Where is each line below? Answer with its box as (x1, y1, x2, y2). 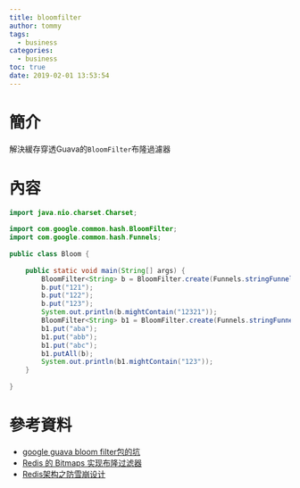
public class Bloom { (9, 250, 90, 259)
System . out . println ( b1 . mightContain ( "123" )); (41, 358, 214, 367)
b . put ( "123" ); (41, 300, 94, 309)
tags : (9, 29, 29, 38)
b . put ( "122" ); (41, 291, 94, 300)
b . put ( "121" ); (41, 283, 94, 292)
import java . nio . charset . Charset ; (9, 208, 138, 217)
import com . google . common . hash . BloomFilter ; (9, 225, 178, 234)
